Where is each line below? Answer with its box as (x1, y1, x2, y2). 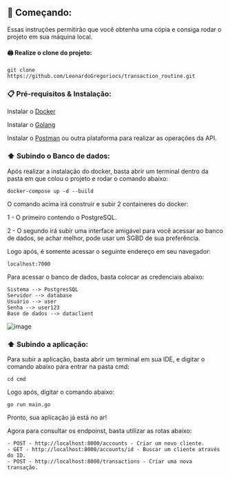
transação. (7, 464, 39, 471)
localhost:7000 (7, 260, 51, 268)
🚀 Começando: (7, 7, 72, 19)
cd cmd (7, 375, 26, 383)
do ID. (7, 452, 26, 459)
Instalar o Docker (7, 108, 56, 116)
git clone (7, 67, 36, 74)
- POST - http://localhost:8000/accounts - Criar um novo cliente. (7, 439, 205, 447)
